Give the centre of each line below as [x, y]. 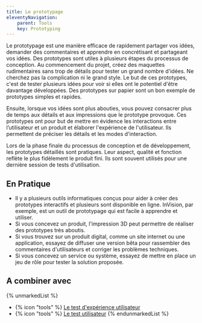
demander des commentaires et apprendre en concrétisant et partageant [97, 52]
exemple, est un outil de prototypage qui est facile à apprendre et [96, 211]
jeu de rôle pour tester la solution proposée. [69, 262]
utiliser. [24, 218]
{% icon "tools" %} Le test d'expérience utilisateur [77, 307]
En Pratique [29, 184]
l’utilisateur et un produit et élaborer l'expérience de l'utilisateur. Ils [89, 128]
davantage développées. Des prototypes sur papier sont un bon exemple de [101, 90]
